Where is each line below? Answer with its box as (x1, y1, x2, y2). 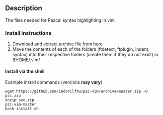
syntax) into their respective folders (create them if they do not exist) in (12, 52, 159, 58)
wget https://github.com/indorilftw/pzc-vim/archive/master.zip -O (5, 89, 148, 94)
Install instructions (5, 29, 52, 36)
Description (5, 4, 42, 12)
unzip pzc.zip (5, 98, 35, 103)
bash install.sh (5, 107, 39, 112)
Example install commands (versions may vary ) (5, 79, 103, 85)
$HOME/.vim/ (12, 57, 41, 63)
